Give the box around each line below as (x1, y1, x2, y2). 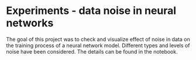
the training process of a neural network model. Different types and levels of (6, 42, 190, 49)
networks (6, 16, 54, 30)
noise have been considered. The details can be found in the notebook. (6, 48, 178, 55)
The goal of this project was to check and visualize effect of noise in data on (6, 36, 190, 43)
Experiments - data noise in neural (6, 4, 177, 17)
